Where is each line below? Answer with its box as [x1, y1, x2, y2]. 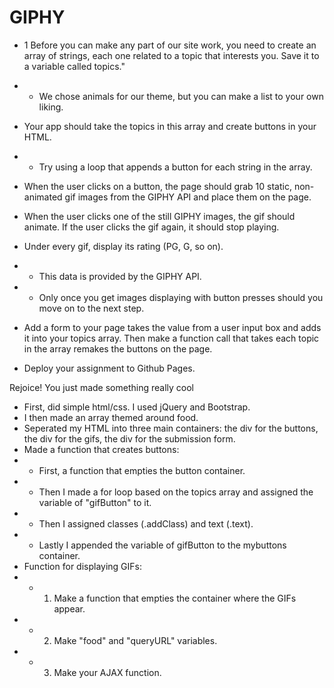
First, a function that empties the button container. [38, 464, 246, 476]
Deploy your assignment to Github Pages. [23, 362, 196, 374]
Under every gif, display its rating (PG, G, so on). [23, 240, 224, 252]
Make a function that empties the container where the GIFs [53, 592, 297, 604]
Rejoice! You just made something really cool [9, 381, 194, 393]
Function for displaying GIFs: [23, 560, 143, 572]
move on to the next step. [38, 302, 145, 314]
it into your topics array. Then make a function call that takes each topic [23, 332, 320, 344]
